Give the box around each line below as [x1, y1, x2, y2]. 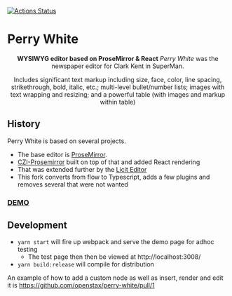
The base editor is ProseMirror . [17, 150, 107, 159]
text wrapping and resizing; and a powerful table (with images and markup [10, 90, 226, 98]
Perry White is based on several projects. [7, 137, 126, 145]
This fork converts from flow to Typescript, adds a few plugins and [17, 173, 210, 181]
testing [17, 245, 38, 254]
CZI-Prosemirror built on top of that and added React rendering [17, 158, 200, 166]
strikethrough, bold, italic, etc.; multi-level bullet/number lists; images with [11, 83, 225, 91]
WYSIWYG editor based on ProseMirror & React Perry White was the [17, 54, 219, 62]
